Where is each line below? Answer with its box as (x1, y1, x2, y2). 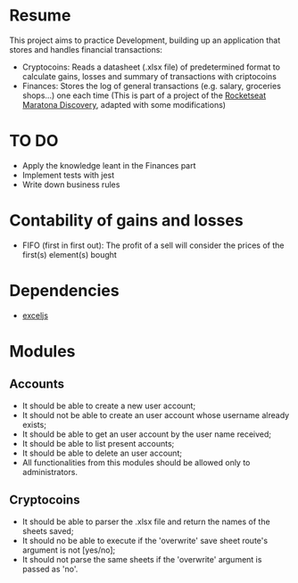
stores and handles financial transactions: (9, 44, 163, 54)
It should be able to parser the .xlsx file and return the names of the (21, 516, 270, 527)
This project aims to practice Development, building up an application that (9, 35, 281, 45)
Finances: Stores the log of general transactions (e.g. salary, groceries (21, 80, 281, 91)
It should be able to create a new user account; (21, 400, 196, 411)
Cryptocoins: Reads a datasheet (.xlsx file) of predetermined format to (21, 62, 281, 72)
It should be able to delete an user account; (21, 448, 183, 458)
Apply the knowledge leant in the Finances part (21, 160, 196, 170)
